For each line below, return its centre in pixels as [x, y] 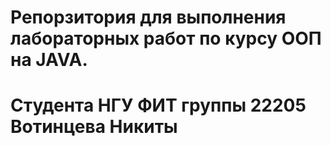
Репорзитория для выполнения [148, 17]
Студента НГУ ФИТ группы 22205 [158, 105]
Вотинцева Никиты [94, 127]
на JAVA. [49, 60]
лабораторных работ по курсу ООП [166, 38]
